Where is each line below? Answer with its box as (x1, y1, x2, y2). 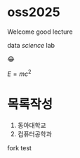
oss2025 (7, 4, 61, 20)
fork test (7, 143, 32, 152)
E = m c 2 (7, 68, 32, 78)
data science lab (7, 41, 55, 49)
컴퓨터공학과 (17, 129, 53, 138)
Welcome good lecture (7, 27, 73, 36)
